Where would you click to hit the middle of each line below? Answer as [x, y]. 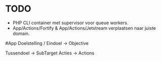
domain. [21, 33]
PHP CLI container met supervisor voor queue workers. [70, 23]
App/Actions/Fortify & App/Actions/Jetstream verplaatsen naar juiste [84, 28]
